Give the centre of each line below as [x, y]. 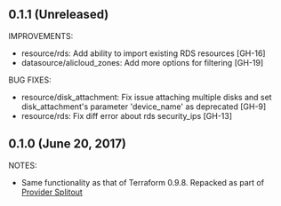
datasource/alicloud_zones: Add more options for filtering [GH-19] [142, 62]
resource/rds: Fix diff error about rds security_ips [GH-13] [127, 115]
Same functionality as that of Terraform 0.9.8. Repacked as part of [142, 182]
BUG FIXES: [30, 80]
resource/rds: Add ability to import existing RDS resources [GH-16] [143, 53]
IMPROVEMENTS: [41, 36]
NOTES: [23, 165]
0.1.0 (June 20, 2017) [67, 144]
